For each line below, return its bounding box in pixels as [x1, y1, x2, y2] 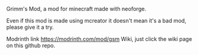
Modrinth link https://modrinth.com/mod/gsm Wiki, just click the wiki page [6, 35, 193, 42]
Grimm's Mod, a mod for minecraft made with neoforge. [6, 5, 146, 12]
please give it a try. [6, 24, 54, 31]
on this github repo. [6, 42, 56, 49]
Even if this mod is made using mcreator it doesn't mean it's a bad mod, [6, 17, 187, 24]
